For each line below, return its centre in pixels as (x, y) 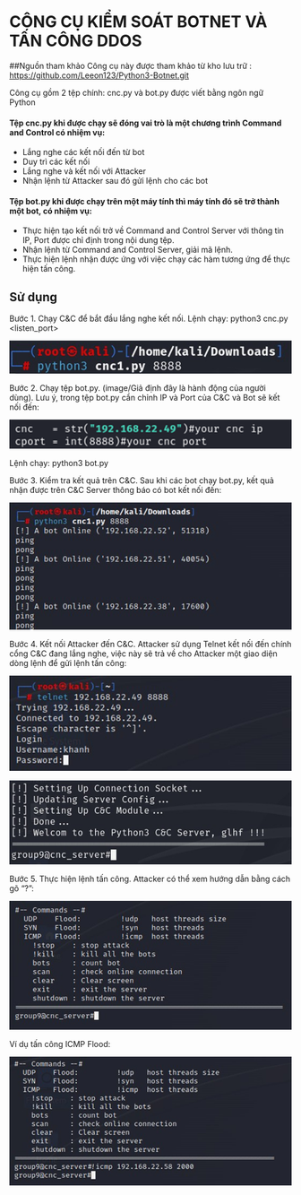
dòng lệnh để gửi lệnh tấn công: (68, 662)
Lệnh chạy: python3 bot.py (59, 463)
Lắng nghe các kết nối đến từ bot (83, 152)
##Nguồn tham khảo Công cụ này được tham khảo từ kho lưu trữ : (131, 65)
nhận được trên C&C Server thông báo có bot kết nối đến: (116, 489)
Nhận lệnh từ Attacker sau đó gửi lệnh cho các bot (115, 181)
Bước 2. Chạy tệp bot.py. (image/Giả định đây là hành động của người (138, 388)
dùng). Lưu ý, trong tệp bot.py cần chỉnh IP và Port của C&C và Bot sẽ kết (145, 398)
